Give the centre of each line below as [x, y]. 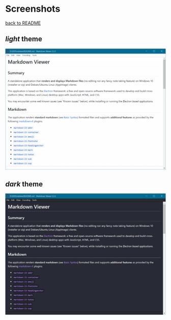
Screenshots [33, 9]
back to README [23, 23]
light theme [24, 39]
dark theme [24, 184]
